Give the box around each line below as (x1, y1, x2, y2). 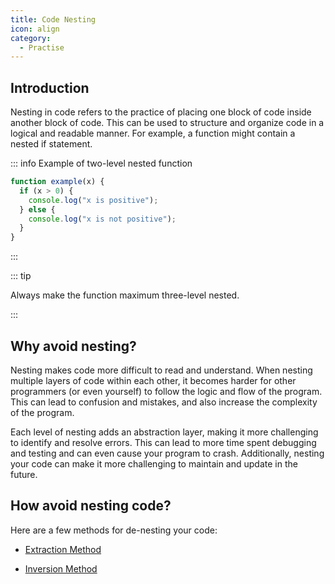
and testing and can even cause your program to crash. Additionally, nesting (10, 447, 325, 459)
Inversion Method (24, 562, 98, 575)
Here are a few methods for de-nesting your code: (10, 524, 218, 536)
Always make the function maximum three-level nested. (10, 289, 240, 301)
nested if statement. (10, 138, 93, 150)
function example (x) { (10, 177, 105, 187)
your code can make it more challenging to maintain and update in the (10, 458, 298, 470)
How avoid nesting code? (10, 497, 172, 515)
